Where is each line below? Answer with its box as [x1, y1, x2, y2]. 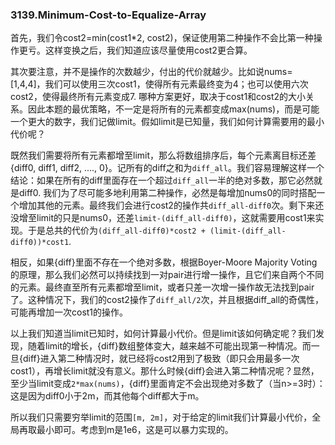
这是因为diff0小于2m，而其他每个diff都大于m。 [10, 390, 205, 402]
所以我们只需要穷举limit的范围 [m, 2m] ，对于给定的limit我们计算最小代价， [10, 411, 313, 423]
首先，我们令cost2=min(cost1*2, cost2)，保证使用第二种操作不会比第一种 [10, 32, 314, 44]
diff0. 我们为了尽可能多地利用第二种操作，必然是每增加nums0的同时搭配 [18, 187, 317, 199]
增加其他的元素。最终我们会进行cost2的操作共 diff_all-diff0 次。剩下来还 [18, 199, 325, 212]
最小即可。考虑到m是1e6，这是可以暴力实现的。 [36, 424, 234, 436]
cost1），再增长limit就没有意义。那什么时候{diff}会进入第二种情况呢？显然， [10, 365, 320, 377]
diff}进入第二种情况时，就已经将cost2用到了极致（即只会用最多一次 [22, 353, 300, 365]
